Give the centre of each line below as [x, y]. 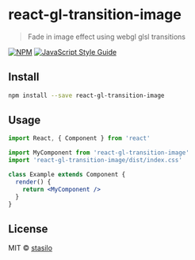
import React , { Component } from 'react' [79, 138]
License [28, 229]
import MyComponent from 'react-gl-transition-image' [99, 153]
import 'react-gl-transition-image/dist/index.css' [95, 161]
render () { [33, 182]
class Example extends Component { [67, 175]
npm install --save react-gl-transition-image [86, 95]
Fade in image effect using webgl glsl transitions [107, 37]
